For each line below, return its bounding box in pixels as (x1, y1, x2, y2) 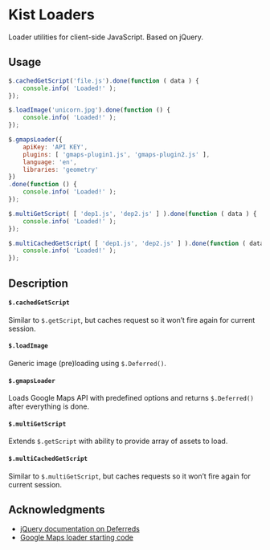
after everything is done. (8, 401, 90, 411)
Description (8, 276, 68, 290)
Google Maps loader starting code (19, 532, 134, 543)
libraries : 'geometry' (22, 165, 99, 173)
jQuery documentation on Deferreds (19, 524, 141, 534)
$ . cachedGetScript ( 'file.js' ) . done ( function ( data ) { (8, 76, 199, 85)
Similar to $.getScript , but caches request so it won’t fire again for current (8, 315, 256, 324)
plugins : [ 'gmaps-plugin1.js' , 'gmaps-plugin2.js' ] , (22, 150, 211, 158)
